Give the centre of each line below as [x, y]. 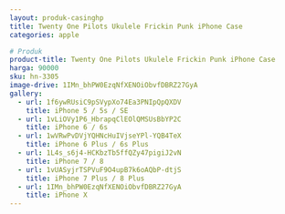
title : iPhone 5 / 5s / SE [77, 110]
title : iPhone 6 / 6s [67, 127]
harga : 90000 [34, 68]
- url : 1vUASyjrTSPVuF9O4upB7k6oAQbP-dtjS [100, 169]
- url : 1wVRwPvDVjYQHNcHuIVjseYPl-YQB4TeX [100, 136]
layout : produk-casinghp [57, 18]
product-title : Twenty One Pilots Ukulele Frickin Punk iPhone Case [142, 60]
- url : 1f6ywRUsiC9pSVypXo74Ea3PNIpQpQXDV [100, 102]
